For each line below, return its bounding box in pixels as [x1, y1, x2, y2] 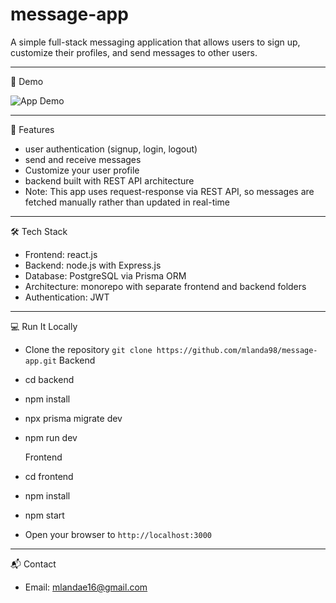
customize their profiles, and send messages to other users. [10, 46, 258, 58]
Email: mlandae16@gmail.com [24, 581, 148, 593]
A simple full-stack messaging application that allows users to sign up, [10, 36, 301, 48]
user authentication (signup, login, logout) [24, 143, 198, 155]
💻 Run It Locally [10, 320, 78, 332]
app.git [24, 356, 57, 366]
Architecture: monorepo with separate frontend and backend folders [24, 280, 307, 292]
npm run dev [24, 431, 78, 443]
